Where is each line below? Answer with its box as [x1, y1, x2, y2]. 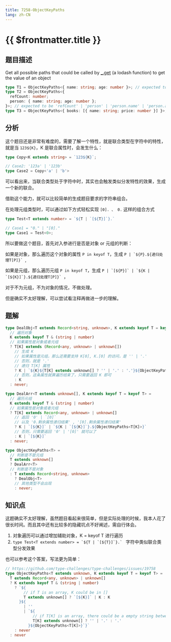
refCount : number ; [10, 94, 49, 99]
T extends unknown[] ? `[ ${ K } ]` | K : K [23, 595, 110, 600]
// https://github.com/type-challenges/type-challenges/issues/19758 [5, 566, 156, 571]
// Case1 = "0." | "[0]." [5, 226, 60, 231]
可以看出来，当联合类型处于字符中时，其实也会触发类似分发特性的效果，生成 [5, 179, 166, 185]
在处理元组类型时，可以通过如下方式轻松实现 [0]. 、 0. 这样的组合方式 [5, 207, 155, 213]
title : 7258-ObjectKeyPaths [5, 7, 65, 13]
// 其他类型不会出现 [14, 481, 52, 486]
